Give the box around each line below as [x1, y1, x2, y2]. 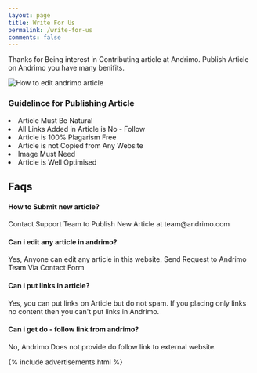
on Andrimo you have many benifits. [8, 63, 125, 73]
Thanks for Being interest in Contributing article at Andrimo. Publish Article [8, 55, 249, 64]
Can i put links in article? [8, 281, 90, 290]
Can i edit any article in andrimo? [8, 237, 118, 247]
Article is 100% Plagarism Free [18, 132, 117, 142]
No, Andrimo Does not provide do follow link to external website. [8, 342, 217, 351]
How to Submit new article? [8, 201, 100, 212]
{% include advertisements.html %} [8, 357, 123, 367]
